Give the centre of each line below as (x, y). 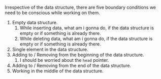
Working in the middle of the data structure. (58, 71)
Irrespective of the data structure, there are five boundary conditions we (80, 7)
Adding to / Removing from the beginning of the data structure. (78, 55)
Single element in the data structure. (50, 49)
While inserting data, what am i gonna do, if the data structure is (87, 28)
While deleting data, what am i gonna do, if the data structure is (86, 38)
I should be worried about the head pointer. (64, 60)
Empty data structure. (35, 23)
